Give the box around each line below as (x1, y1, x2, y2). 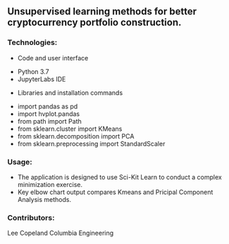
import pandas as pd (17, 102, 78, 110)
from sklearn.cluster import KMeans (17, 124, 123, 133)
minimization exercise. (17, 180, 83, 188)
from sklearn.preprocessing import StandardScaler (17, 139, 166, 148)
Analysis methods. (17, 195, 72, 203)
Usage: (7, 157, 33, 167)
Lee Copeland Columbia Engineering (7, 229, 114, 238)
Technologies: (7, 38, 58, 48)
